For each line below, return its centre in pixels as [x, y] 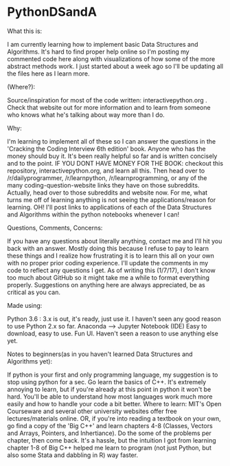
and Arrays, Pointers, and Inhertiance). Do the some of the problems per [109, 433]
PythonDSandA [52, 12]
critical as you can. [34, 292]
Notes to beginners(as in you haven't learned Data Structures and [100, 354]
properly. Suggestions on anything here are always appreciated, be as [106, 285]
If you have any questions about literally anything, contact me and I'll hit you [115, 241]
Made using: [25, 305]
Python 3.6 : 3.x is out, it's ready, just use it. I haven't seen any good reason [114, 319]
